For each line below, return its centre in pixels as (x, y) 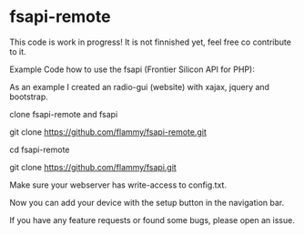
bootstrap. (29, 97)
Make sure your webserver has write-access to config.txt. (118, 185)
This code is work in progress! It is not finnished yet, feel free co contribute (150, 42)
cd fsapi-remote (40, 149)
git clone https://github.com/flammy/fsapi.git (93, 167)
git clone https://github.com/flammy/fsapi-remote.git (108, 132)
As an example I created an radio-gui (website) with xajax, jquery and (140, 87)
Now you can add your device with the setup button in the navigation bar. (147, 202)
